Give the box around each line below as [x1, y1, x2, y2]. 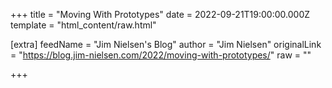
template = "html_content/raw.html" [10, 19, 157, 31]
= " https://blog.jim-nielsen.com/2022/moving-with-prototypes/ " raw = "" [10, 49, 312, 61]
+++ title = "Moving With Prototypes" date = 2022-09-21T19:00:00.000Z [10, 9, 311, 20]
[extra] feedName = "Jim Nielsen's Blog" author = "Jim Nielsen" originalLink [10, 39, 322, 50]
